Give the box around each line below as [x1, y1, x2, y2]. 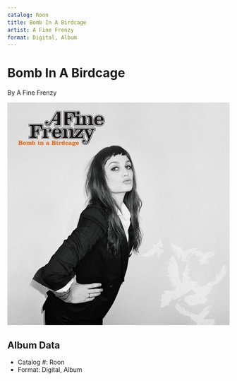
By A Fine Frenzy [7, 88, 57, 97]
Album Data [7, 339, 61, 351]
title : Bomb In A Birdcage [7, 18, 87, 26]
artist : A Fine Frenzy [7, 26, 74, 33]
